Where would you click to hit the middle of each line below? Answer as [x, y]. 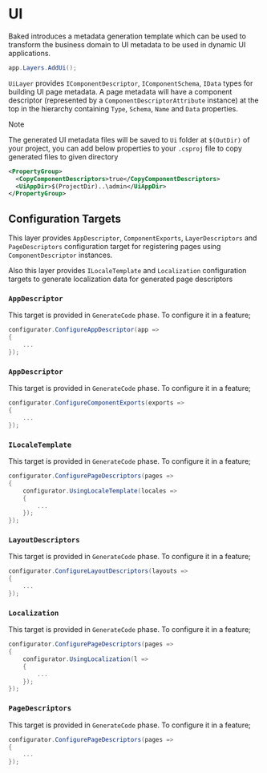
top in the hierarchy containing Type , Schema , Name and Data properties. [123, 108]
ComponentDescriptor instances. [61, 255]
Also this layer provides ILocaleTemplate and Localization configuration [127, 271]
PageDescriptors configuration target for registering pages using [115, 247]
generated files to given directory [63, 156]
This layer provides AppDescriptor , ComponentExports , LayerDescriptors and [133, 238]
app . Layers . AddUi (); [43, 68]
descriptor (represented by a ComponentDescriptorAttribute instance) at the [133, 100]
